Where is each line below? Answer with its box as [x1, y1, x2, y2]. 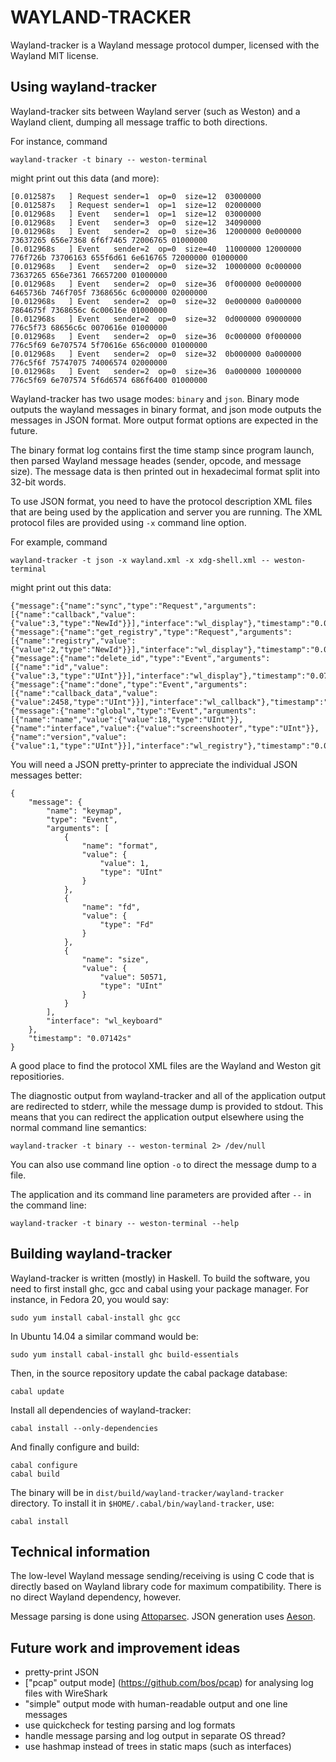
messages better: [10, 769, 83, 781]
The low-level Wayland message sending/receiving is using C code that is [10, 1570, 315, 1582]
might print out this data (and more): [10, 172, 160, 184]
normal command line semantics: [10, 1121, 147, 1133]
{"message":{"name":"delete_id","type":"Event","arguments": [10, 653, 271, 663]
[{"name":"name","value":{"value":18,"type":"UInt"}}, [10, 714, 244, 725]
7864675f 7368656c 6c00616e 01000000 [10, 305, 168, 315]
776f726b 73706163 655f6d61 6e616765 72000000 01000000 [10, 252, 248, 263]
